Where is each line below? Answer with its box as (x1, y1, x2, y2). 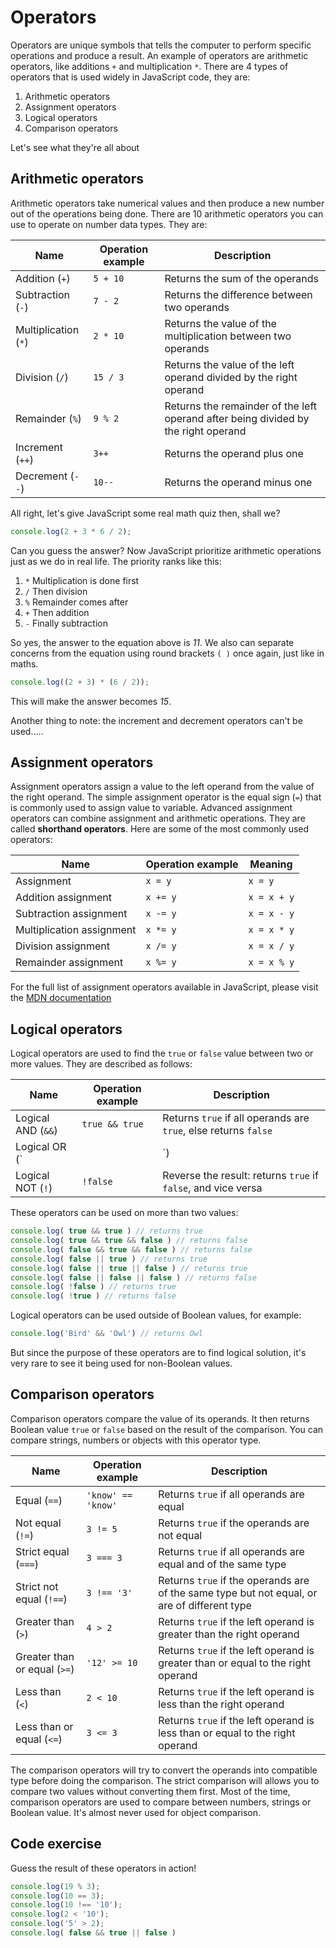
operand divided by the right (164, 370, 298, 384)
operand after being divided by (164, 411, 310, 425)
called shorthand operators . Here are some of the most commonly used (10, 823, 310, 835)
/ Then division (24, 585, 88, 597)
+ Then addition (24, 606, 90, 618)
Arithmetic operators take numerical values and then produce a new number (10, 197, 325, 209)
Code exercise (10, 1836, 102, 1853)
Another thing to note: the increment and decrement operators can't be (10, 714, 303, 726)
